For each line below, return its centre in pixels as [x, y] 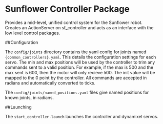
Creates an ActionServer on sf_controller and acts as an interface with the [79, 27]
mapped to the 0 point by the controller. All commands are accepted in [76, 78]
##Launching [18, 107]
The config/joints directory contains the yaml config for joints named [76, 52]
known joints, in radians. [30, 97]
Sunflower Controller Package [67, 9]
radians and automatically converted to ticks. [50, 83]
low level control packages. [32, 33]
